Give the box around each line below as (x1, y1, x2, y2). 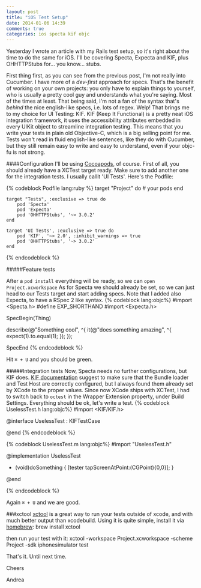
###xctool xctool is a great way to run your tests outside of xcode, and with (6, 511, 193, 518)
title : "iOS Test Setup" (6, 14, 68, 20)
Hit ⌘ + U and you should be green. (6, 356, 93, 363)
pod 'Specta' (17, 202, 50, 208)
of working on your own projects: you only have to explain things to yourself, (6, 85, 196, 92)
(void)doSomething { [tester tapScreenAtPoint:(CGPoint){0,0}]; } (14, 464, 174, 471)
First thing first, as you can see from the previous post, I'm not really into (6, 72, 186, 79)
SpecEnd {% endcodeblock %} (6, 344, 83, 351)
